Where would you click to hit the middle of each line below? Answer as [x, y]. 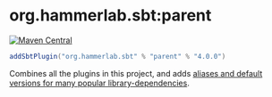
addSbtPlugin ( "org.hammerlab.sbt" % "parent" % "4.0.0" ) [118, 56]
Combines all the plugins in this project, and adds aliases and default [136, 73]
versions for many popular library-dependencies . [99, 83]
